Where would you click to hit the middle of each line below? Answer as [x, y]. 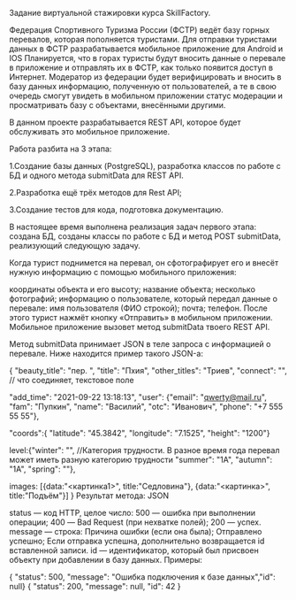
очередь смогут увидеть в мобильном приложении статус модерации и [146, 96]
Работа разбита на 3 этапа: [61, 149]
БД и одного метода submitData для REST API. [96, 175]
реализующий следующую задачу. [75, 246]
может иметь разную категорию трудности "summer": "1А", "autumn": [140, 460]
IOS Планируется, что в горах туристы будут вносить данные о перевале [148, 58]
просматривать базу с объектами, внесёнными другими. [118, 105]
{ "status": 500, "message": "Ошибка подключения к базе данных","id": [142, 577]
